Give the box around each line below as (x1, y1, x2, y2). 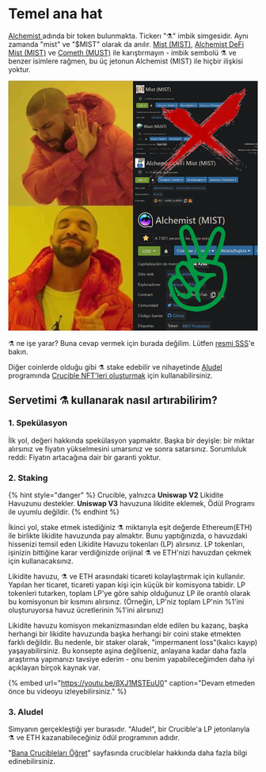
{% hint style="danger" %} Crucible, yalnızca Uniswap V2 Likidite (8, 490, 224, 500)
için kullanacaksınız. (8, 556, 74, 566)
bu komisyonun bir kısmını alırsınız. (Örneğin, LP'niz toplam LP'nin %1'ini (8, 597, 245, 606)
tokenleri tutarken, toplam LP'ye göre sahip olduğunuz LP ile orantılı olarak (8, 588, 251, 597)
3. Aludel (8, 706, 44, 717)
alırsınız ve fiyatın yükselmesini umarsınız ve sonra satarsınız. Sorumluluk (8, 444, 247, 453)
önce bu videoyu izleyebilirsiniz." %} (8, 686, 127, 696)
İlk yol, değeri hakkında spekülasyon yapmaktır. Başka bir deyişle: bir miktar (8, 436, 255, 445)
